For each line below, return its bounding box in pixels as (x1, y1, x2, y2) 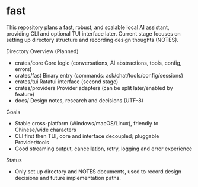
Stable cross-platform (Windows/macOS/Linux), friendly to (14, 120, 159, 127)
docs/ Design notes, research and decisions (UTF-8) (14, 96, 144, 104)
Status (6, 156, 22, 163)
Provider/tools (14, 138, 49, 146)
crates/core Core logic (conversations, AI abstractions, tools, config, (14, 59, 182, 66)
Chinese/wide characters (14, 126, 76, 133)
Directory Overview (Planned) (6, 47, 79, 54)
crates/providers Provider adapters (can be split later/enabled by (14, 84, 173, 91)
